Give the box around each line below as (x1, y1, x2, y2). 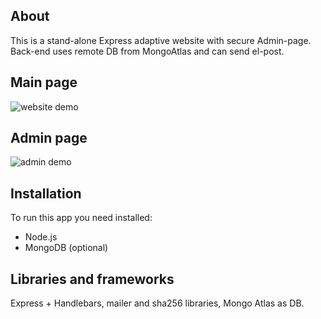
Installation (10, 185, 82, 202)
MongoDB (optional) (24, 242, 109, 254)
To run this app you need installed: (10, 212, 153, 224)
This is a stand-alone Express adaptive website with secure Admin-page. (10, 34, 312, 46)
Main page (10, 74, 78, 91)
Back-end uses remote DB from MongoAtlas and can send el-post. (10, 45, 285, 57)
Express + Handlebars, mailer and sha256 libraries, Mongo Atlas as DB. (10, 297, 305, 309)
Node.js (24, 231, 58, 243)
